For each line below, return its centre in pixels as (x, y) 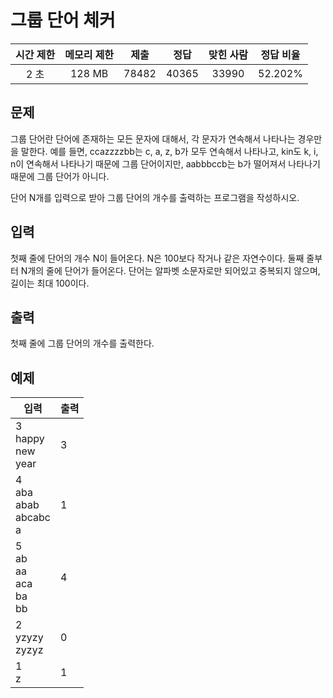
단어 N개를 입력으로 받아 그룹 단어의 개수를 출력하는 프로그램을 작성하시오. (155, 197)
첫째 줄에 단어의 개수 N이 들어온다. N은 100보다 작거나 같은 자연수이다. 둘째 (157, 258)
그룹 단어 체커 (63, 20)
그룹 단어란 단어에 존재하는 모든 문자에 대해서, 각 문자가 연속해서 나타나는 (153, 138)
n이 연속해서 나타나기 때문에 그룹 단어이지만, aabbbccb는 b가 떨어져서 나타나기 (165, 163)
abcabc (33, 518)
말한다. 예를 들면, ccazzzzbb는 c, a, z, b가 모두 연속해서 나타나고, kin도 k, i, (169, 151)
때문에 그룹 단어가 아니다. (60, 176)
